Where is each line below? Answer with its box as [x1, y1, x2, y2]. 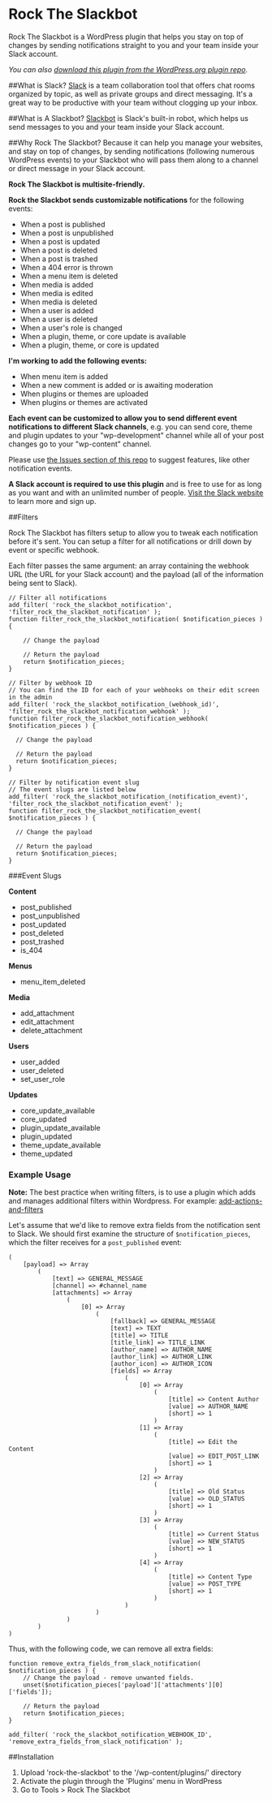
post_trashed [19, 937, 65, 946]
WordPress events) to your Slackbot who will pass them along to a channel [8, 155, 258, 165]
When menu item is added [19, 371, 108, 381]
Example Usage [8, 1169, 71, 1180]
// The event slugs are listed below [8, 785, 136, 794]
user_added [19, 1057, 61, 1066]
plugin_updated [19, 1131, 73, 1141]
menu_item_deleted [19, 976, 86, 986]
